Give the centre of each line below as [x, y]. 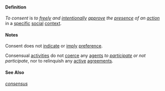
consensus [17, 83]
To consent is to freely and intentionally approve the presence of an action [82, 18]
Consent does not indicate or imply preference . [54, 46]
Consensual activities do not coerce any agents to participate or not [75, 55]
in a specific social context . [33, 23]
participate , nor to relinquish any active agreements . [59, 61]
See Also [15, 72]
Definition [16, 7]
